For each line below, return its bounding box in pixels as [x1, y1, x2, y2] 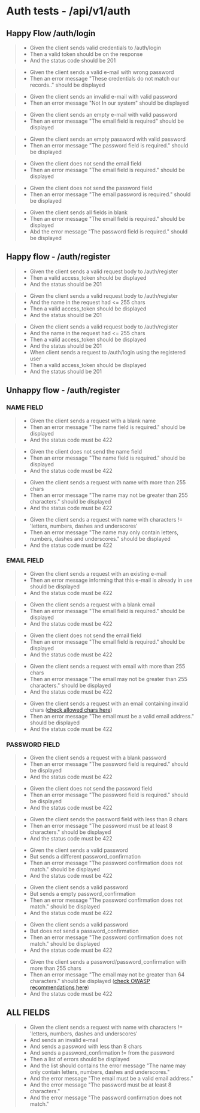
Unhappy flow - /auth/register [6, 385, 120, 395]
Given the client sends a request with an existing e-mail [29, 570, 166, 577]
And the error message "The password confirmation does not [29, 1094, 182, 1101]
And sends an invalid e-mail [29, 1036, 99, 1043]
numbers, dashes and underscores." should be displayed [29, 535, 171, 542]
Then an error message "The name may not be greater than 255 [29, 492, 189, 499]
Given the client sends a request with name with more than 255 [29, 478, 186, 486]
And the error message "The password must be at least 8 [29, 1081, 172, 1088]
